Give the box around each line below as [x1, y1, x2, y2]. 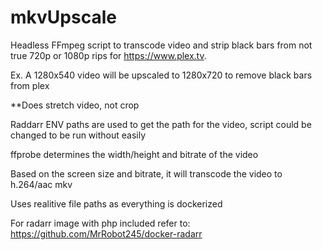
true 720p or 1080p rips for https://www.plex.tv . [10, 49, 207, 61]
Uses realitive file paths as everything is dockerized [10, 197, 223, 210]
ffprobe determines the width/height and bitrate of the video [10, 148, 259, 160]
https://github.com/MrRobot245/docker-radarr [10, 227, 203, 240]
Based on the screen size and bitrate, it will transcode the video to [10, 167, 283, 180]
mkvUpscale [10, 6, 117, 29]
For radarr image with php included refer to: [10, 217, 191, 229]
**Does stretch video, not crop [10, 99, 140, 111]
